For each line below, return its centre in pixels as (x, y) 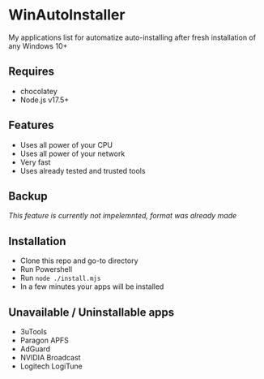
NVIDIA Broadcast (50, 357)
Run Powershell (46, 269)
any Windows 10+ (38, 45)
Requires (32, 72)
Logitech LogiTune (51, 366)
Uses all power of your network (72, 153)
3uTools (33, 332)
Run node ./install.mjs (60, 278)
